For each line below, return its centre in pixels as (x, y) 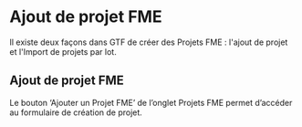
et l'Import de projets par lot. (63, 51)
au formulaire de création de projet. (76, 112)
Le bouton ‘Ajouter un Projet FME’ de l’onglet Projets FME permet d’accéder (151, 102)
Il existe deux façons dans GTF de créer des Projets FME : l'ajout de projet (149, 42)
